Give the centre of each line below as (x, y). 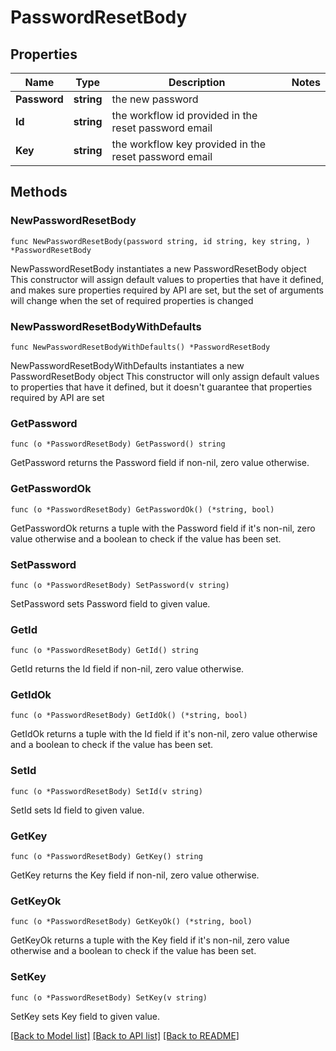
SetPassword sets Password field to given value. (110, 603)
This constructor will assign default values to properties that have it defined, (167, 279)
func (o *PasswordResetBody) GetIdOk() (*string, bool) (129, 716)
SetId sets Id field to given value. (77, 810)
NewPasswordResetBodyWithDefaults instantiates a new (127, 365)
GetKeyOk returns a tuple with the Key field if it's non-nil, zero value (150, 940)
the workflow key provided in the (189, 144)
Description (197, 82)
